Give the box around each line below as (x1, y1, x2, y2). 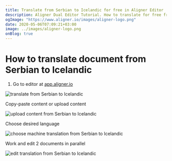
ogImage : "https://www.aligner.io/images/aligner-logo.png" (5, 17, 137, 22)
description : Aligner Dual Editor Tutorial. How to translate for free (5, 12, 161, 17)
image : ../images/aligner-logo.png (5, 27, 81, 32)
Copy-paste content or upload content (5, 101, 87, 107)
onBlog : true (5, 31, 33, 36)
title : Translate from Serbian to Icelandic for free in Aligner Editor (5, 7, 164, 13)
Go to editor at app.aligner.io (12, 81, 73, 87)
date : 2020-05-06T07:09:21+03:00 (5, 21, 77, 27)
